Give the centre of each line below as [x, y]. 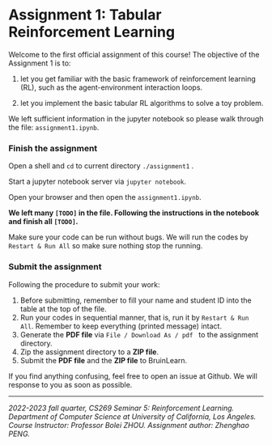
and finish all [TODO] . [43, 222]
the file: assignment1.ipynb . [54, 127]
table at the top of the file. [63, 308]
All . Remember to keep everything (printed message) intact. [121, 326]
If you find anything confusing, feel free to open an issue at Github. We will [133, 376]
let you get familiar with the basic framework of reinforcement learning [138, 78]
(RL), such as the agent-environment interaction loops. [111, 87]
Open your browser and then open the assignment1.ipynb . [105, 197]
